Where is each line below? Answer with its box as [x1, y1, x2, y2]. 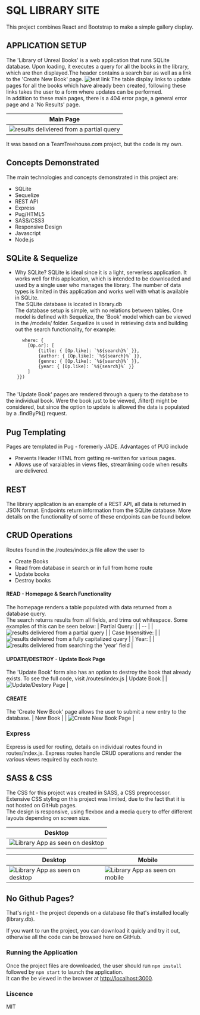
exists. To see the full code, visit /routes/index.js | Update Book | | [6, 675, 168, 682]
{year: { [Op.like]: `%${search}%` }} [37, 363, 135, 370]
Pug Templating [6, 427, 66, 437]
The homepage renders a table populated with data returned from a [6, 604, 172, 611]
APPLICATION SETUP [6, 41, 87, 51]
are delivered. [14, 467, 49, 474]
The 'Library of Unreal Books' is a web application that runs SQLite [6, 56, 170, 63]
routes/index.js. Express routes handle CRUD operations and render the [6, 749, 182, 757]
